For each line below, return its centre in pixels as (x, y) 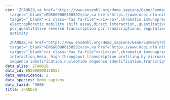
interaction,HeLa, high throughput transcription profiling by (78, 57)
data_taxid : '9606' (26, 85)
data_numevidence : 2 (27, 76)
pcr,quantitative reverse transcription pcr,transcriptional (76, 29)
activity (19, 33)
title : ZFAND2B (21, 89)
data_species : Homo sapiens (35, 80)
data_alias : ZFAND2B (27, 66)
